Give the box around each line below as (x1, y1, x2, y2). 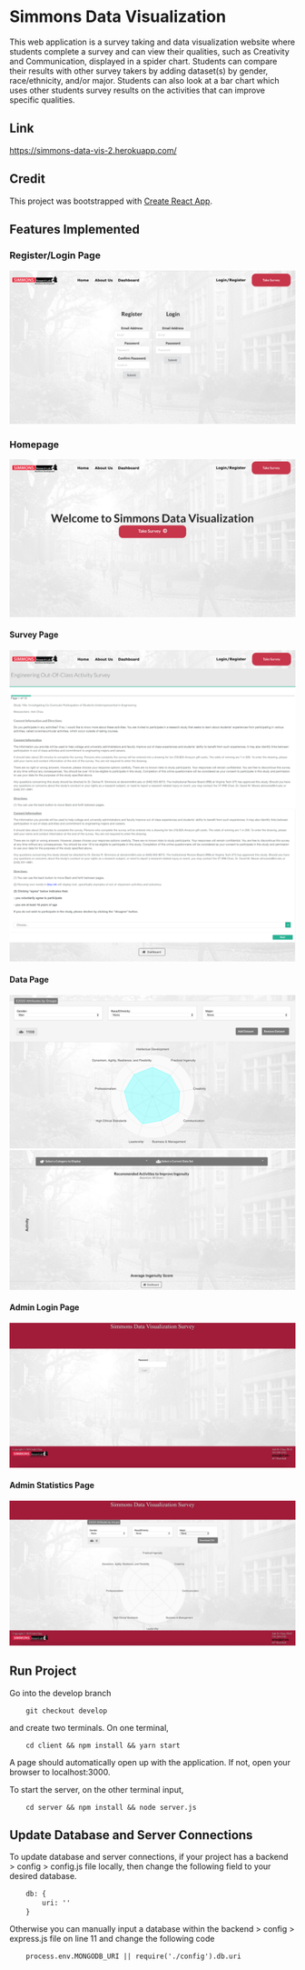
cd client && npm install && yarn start (25, 1741, 181, 1750)
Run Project (9, 1664, 77, 1679)
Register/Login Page (9, 248, 102, 261)
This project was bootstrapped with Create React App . (9, 195, 213, 206)
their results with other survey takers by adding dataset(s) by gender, (9, 65, 269, 76)
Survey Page (9, 629, 59, 640)
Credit (9, 171, 45, 187)
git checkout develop (25, 1706, 107, 1715)
